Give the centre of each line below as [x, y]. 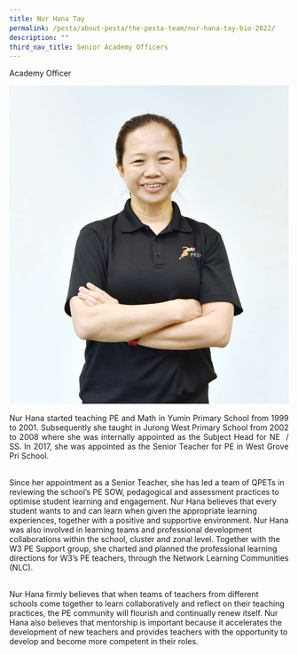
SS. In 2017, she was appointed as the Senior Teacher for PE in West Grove [149, 447]
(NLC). [21, 568]
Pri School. [29, 456]
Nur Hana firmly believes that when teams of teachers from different [134, 595]
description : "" [39, 37]
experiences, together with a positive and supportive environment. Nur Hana [149, 521]
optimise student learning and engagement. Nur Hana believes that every [143, 501]
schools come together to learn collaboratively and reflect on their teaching [147, 603]
